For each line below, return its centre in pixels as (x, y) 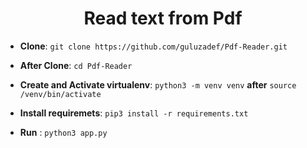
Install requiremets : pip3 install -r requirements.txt (134, 113)
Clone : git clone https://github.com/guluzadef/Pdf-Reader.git (153, 46)
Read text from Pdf (163, 18)
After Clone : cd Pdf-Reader (76, 65)
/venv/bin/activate (60, 94)
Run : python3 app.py (63, 132)
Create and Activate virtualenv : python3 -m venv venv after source (158, 84)
